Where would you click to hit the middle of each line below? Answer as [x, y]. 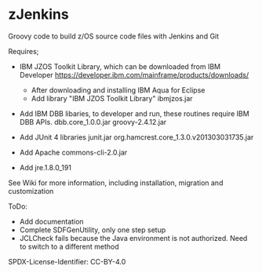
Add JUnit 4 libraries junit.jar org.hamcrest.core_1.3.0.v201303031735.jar [136, 137]
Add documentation [51, 221]
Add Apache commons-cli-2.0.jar [73, 152]
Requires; [24, 51]
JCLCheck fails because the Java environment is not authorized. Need [133, 238]
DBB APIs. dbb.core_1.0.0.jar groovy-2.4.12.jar [93, 122]
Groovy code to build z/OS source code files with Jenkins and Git [114, 36]
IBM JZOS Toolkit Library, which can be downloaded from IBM [120, 66]
